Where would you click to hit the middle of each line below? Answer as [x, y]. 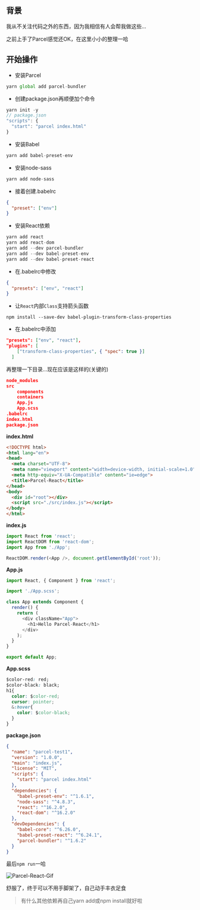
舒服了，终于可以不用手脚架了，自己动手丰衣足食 [66, 888]
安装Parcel [28, 75]
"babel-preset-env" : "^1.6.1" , [56, 796]
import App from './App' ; [38, 547]
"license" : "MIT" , [35, 768]
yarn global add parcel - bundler [46, 86]
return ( [28, 613]
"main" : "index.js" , [37, 763]
